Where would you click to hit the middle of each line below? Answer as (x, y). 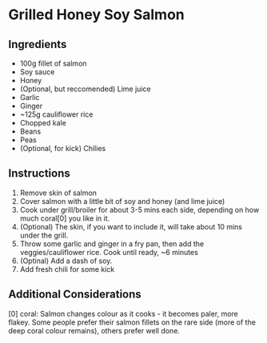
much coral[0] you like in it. (65, 218)
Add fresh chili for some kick (67, 269)
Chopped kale (43, 123)
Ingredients (38, 44)
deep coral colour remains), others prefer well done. (94, 330)
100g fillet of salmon (53, 63)
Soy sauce (37, 72)
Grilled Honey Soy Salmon (97, 15)
